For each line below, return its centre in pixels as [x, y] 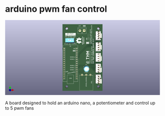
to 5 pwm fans [20, 108]
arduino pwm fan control [56, 9]
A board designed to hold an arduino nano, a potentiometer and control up [80, 103]
